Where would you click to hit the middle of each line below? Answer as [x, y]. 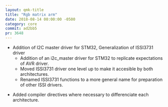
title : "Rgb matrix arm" [31, 15]
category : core [21, 24]
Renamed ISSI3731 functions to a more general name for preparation [91, 79]
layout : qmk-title [24, 10]
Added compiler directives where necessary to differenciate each [80, 94]
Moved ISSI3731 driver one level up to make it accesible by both [87, 69]
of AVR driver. [34, 64]
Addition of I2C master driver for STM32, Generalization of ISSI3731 [83, 47]
